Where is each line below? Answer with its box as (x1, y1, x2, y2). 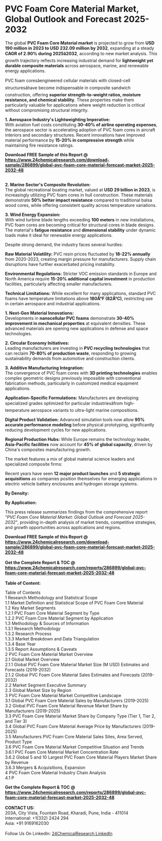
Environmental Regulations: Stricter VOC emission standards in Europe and (5, 270, 157, 277)
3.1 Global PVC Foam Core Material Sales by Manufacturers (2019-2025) (5, 698, 149, 703)
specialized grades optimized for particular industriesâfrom (5, 400, 123, 406)
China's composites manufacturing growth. (5, 447, 91, 452)
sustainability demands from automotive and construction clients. (5, 355, 135, 361)
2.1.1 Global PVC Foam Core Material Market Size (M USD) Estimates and (5, 661, 149, 667)
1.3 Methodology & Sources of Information (5, 620, 89, 626)
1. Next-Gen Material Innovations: (5, 310, 74, 316)
